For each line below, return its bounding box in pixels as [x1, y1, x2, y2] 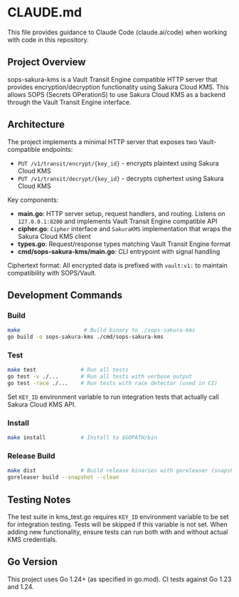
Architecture [7, 118, 65, 131]
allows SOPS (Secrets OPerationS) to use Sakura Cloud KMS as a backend [7, 90, 225, 98]
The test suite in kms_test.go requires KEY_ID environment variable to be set [7, 512, 229, 521]
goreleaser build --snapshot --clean [7, 474, 119, 481]
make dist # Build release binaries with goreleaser [7, 467, 208, 474]
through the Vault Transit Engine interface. [7, 98, 132, 106]
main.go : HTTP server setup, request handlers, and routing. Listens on [17, 209, 225, 218]
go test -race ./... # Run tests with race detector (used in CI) [7, 379, 218, 387]
